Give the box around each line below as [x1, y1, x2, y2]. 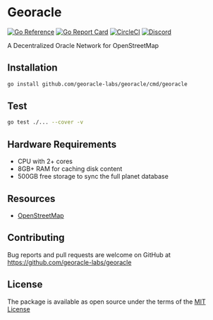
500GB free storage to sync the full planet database [17, 172, 169, 181]
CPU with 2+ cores [17, 157, 73, 166]
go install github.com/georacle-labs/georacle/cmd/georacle [7, 81, 188, 88]
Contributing [7, 232, 65, 244]
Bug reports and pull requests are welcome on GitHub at [7, 250, 171, 259]
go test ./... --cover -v [7, 119, 83, 126]
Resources [7, 192, 56, 205]
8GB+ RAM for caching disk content [17, 165, 123, 173]
